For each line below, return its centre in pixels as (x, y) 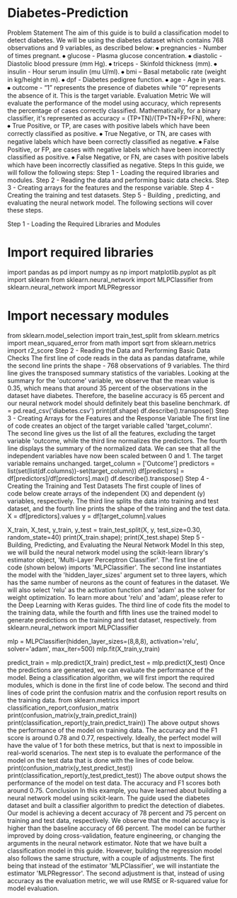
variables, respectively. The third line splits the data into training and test (113, 501)
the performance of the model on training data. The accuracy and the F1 (112, 730)
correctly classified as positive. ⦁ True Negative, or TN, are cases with (109, 133)
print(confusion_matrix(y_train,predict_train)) (72, 715)
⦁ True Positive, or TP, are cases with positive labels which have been (109, 125)
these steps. (25, 210)
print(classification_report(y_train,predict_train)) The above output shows (114, 722)
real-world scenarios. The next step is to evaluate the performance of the (114, 753)
